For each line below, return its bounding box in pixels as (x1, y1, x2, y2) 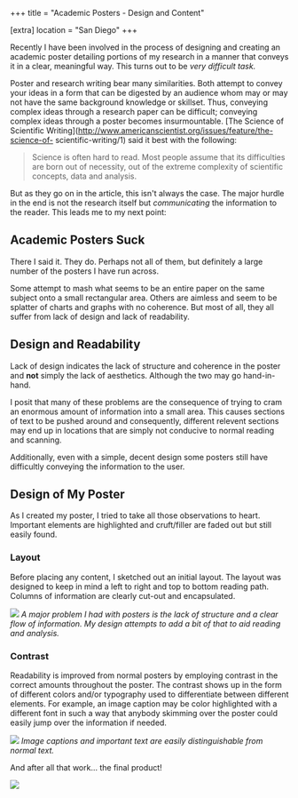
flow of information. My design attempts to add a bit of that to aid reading (10, 618, 281, 629)
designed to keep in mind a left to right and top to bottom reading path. (10, 581, 270, 592)
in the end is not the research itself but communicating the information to (10, 197, 278, 208)
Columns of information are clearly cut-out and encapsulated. (10, 590, 236, 601)
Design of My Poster (10, 487, 125, 502)
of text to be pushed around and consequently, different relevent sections (10, 415, 279, 426)
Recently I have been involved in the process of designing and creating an (10, 42, 281, 52)
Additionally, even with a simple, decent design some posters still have (10, 451, 269, 462)
